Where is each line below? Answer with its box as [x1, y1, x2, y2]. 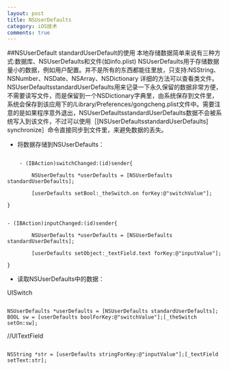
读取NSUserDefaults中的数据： [16, 275, 105, 283]
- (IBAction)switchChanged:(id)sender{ [19, 160, 133, 167]
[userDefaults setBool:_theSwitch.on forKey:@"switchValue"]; [31, 190, 213, 197]
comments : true [7, 29, 51, 36]
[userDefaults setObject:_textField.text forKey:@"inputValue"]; [31, 250, 222, 257]
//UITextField [7, 332, 44, 340]
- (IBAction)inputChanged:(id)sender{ [7, 220, 118, 227]
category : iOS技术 [7, 23, 57, 29]
